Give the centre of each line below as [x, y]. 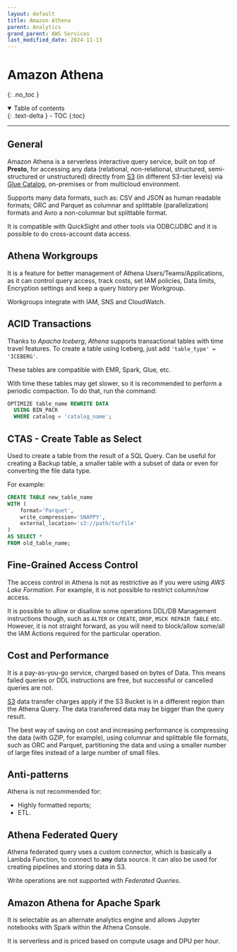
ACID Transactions [49, 324]
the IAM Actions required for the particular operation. [84, 633]
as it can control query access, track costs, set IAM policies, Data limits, [112, 280]
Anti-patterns [38, 775]
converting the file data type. [49, 471]
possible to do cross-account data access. [69, 234]
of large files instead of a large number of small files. [84, 752]
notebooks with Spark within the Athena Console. [79, 927]
